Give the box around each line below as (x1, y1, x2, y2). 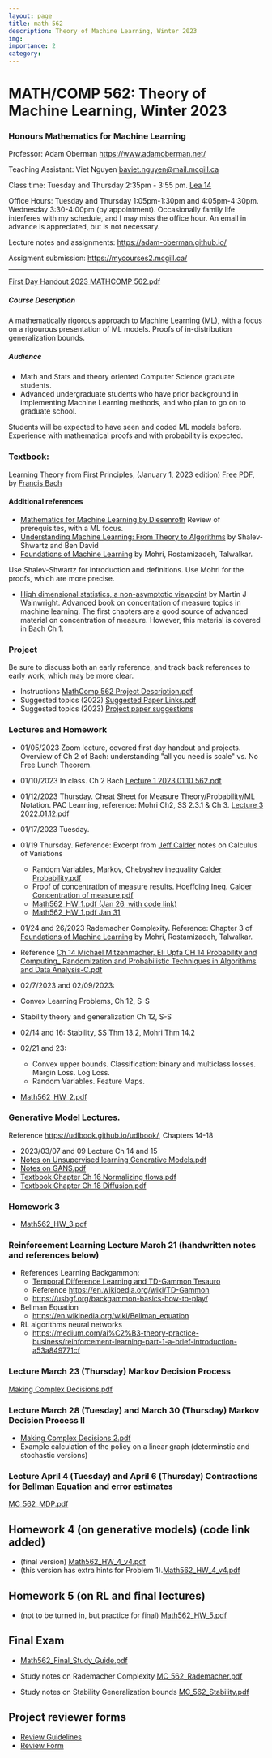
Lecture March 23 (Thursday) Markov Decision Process (8, 1366, 231, 1377)
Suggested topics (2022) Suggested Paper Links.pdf (19, 695, 197, 705)
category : (8, 49, 42, 58)
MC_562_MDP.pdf (8, 1499, 69, 1509)
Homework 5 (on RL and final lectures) (8, 1589, 206, 1602)
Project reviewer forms (8, 1710, 127, 1724)
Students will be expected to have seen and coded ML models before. (8, 422, 242, 432)
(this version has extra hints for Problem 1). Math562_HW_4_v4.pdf (19, 1566, 241, 1576)
